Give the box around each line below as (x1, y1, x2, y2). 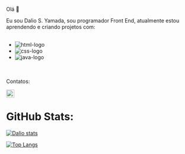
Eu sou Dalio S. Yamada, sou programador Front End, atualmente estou (6, 17, 180, 24)
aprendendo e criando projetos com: (6, 24, 96, 30)
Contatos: (6, 78, 30, 85)
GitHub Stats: (6, 110, 74, 124)
